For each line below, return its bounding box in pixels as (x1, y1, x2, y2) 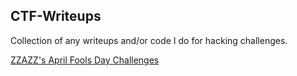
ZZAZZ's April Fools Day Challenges (10, 54, 160, 66)
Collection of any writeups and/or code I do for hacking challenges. (10, 34, 288, 46)
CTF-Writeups (10, 8, 102, 25)
